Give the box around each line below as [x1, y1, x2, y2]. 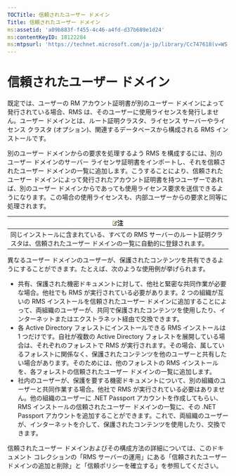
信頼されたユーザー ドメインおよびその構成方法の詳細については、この [7, 444, 212, 453]
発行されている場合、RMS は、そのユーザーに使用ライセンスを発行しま [7, 108, 213, 116]
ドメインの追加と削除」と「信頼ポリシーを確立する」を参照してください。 [7, 461, 223, 470]
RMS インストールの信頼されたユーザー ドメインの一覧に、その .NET [17, 403, 216, 411]
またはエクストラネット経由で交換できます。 [54, 315, 183, 323]
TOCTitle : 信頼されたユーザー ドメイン [7, 11, 110, 18]
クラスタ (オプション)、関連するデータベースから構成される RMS [27, 125, 215, 134]
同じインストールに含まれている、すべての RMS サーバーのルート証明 [10, 230, 211, 238]
